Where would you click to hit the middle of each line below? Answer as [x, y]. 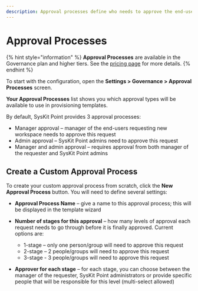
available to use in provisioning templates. [57, 105]
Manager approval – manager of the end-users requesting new [91, 128]
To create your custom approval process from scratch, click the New [90, 186]
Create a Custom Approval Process [72, 171]
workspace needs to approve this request [65, 134]
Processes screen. [29, 87]
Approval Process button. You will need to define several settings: [87, 192]
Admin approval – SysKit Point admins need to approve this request [96, 140]
